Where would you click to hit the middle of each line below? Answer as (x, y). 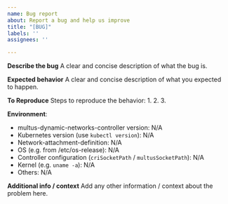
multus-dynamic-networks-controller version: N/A (90, 128)
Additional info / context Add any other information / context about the (110, 186)
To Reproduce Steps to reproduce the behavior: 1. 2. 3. (87, 101)
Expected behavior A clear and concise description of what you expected (114, 80)
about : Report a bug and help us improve (69, 20)
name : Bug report (33, 14)
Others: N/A (35, 172)
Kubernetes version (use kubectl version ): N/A (86, 135)
